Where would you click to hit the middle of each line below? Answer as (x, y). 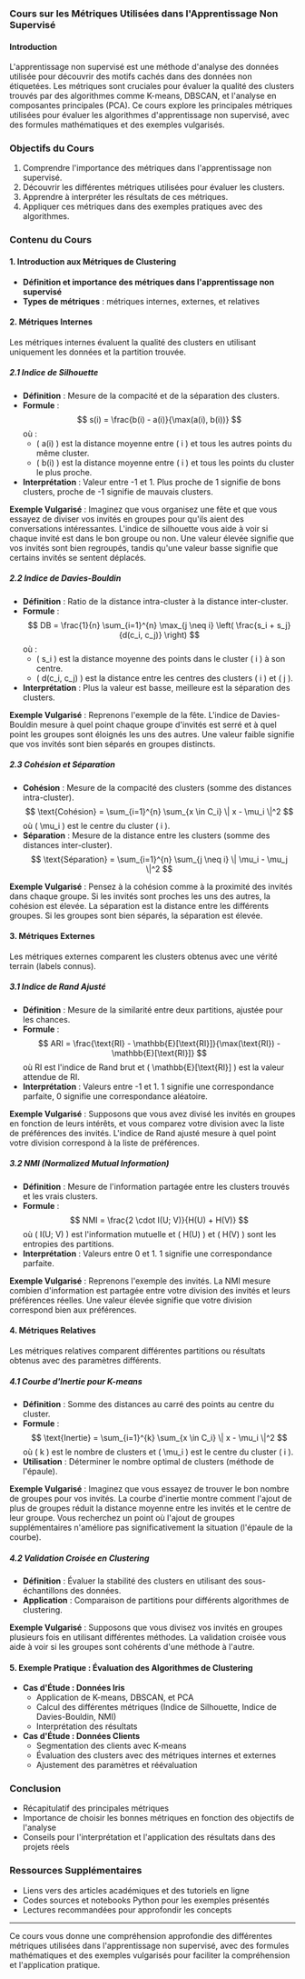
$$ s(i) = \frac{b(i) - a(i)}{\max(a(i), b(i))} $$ (159, 419)
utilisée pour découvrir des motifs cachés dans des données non (131, 76)
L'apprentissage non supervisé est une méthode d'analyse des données (144, 67)
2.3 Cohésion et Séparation (62, 765)
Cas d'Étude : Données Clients (81, 1736)
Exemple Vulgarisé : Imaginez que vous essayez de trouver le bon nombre (149, 1488)
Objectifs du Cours (52, 148)
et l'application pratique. (55, 1964)
